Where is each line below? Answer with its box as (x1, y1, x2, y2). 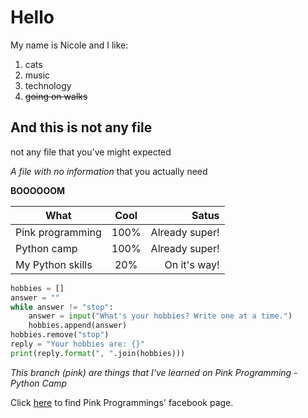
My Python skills (15, 257, 93, 271)
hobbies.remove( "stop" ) (10, 330, 110, 340)
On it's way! (164, 257, 220, 271)
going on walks (24, 90, 88, 102)
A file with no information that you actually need (10, 165, 208, 177)
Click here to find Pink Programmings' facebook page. (10, 396, 234, 408)
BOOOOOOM (10, 184, 66, 196)
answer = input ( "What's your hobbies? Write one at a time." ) (28, 311, 293, 321)
